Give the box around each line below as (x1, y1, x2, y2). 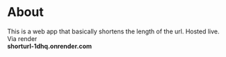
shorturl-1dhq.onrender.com (7, 42, 92, 50)
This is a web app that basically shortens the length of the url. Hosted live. (7, 27, 220, 35)
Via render (7, 34, 38, 42)
